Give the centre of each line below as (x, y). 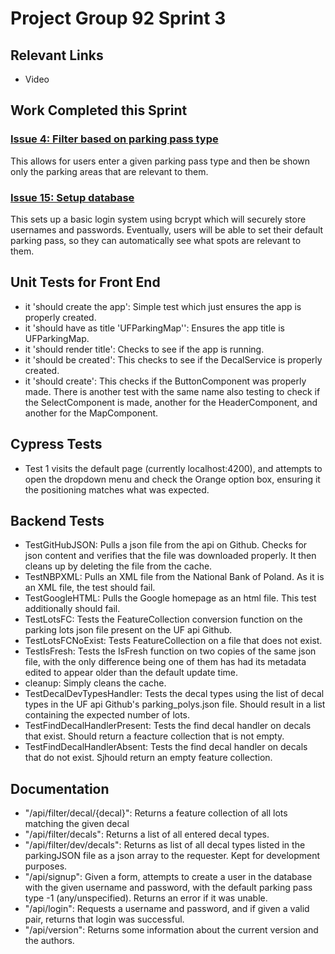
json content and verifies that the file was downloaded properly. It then (170, 556)
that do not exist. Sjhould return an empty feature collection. (148, 758)
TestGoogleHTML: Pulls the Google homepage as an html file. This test (170, 598)
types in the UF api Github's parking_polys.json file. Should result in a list (175, 704)
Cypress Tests (56, 444)
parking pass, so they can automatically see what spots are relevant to (156, 240)
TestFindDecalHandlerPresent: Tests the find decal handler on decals (168, 726)
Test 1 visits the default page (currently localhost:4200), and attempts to (173, 468)
